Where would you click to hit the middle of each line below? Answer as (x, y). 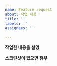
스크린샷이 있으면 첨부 (26, 58)
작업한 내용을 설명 (22, 47)
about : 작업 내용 (21, 14)
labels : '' (16, 24)
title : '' (15, 19)
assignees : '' (20, 28)
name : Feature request (28, 10)
